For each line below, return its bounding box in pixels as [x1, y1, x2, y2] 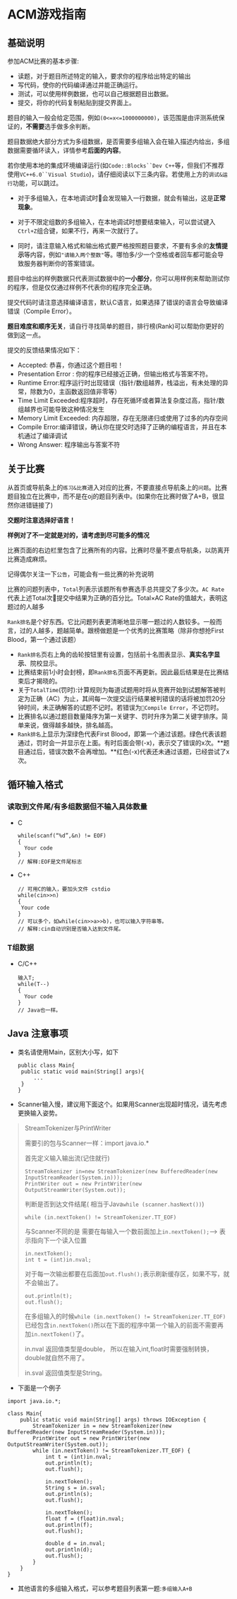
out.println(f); [44, 1521, 93, 1528]
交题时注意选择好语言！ [7, 515, 75, 524]
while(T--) [17, 980, 50, 988]
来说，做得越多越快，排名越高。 [23, 720, 117, 729]
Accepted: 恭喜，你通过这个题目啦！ [17, 361, 124, 369]
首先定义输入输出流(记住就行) [24, 1154, 111, 1162]
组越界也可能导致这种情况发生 [17, 405, 104, 414]
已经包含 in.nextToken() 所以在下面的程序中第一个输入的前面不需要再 [24, 1320, 224, 1329]
